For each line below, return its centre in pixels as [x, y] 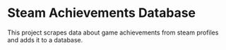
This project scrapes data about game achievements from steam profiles [113, 32]
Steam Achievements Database [102, 13]
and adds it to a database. [45, 39]
